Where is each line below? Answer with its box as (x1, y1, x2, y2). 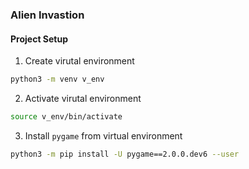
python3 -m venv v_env (10, 74, 105, 85)
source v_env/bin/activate (10, 112, 123, 122)
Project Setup (10, 33, 69, 45)
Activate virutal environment (24, 93, 142, 104)
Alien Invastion (10, 8, 85, 22)
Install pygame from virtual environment (24, 129, 183, 142)
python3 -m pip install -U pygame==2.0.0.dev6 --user (10, 149, 240, 159)
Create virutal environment (24, 55, 135, 67)
